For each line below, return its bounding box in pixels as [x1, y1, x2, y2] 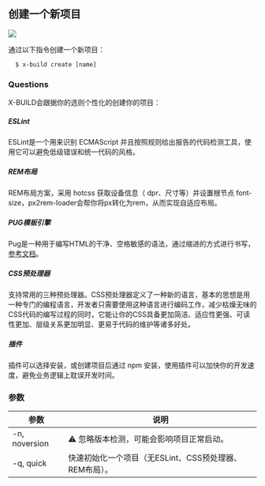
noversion [12, 438, 50, 449]
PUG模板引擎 [8, 217, 51, 227]
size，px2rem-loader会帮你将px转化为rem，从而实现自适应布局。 [8, 198, 222, 208]
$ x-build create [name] [15, 60, 97, 69]
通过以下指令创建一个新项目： [8, 44, 105, 54]
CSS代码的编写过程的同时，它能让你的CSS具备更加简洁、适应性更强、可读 [8, 309, 251, 318]
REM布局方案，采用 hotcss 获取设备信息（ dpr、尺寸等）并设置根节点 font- [8, 188, 252, 198]
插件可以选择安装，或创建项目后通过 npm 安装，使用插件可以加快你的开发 [8, 360, 248, 370]
